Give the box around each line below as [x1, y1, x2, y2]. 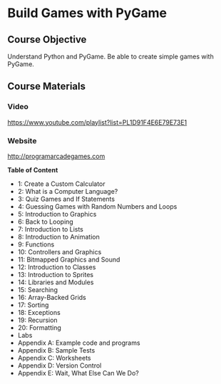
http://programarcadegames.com [7, 152, 106, 160]
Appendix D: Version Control [17, 361, 102, 370]
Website [7, 135, 37, 145]
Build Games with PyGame [7, 5, 168, 21]
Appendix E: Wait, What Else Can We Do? [17, 368, 139, 377]
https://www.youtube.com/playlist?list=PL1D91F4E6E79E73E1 [7, 118, 187, 126]
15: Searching [17, 285, 58, 294]
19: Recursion [17, 316, 58, 324]
